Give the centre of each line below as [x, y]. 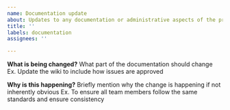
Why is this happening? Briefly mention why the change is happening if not [114, 85]
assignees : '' [27, 39]
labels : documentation [39, 32]
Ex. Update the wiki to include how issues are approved [85, 72]
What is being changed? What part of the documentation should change [110, 64]
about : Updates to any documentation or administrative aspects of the [111, 20]
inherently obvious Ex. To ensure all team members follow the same [102, 92]
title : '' [21, 26]
